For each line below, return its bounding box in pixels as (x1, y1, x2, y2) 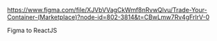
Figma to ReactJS (7, 27, 57, 34)
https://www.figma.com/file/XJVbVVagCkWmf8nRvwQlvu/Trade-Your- (7, 6, 207, 14)
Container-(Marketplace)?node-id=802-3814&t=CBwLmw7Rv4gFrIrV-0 (7, 13, 210, 21)
